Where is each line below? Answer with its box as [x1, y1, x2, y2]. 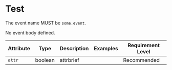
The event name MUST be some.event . [5, 20, 86, 26]
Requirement [127, 42, 160, 49]
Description [59, 45, 89, 52]
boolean [35, 56, 55, 63]
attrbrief [59, 56, 79, 63]
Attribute [8, 45, 31, 52]
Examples [94, 45, 119, 52]
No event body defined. [5, 29, 55, 36]
